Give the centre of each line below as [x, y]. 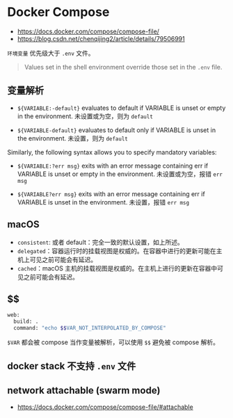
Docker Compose [58, 12]
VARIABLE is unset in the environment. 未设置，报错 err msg [103, 202]
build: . [26, 322]
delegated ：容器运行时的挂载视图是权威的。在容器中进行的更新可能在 [117, 250]
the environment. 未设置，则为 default [73, 138]
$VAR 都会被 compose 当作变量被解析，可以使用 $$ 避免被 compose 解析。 [113, 342]
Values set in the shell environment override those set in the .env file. [123, 67]
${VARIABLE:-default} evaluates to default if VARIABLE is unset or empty [121, 108]
